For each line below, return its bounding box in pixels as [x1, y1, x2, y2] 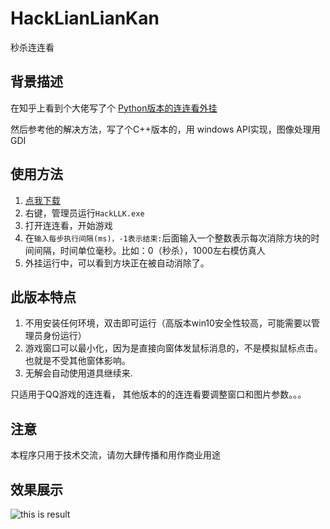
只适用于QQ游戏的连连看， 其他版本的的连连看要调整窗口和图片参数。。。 [10, 388, 307, 401]
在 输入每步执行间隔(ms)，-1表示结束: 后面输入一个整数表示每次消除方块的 [24, 232, 312, 244]
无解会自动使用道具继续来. [24, 367, 133, 379]
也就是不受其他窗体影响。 [24, 355, 131, 367]
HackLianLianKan [10, 7, 160, 30]
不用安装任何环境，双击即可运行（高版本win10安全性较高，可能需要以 [24, 317, 312, 329]
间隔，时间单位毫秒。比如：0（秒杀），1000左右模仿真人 [33, 244, 266, 256]
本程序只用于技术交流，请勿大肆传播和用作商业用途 [10, 449, 221, 461]
